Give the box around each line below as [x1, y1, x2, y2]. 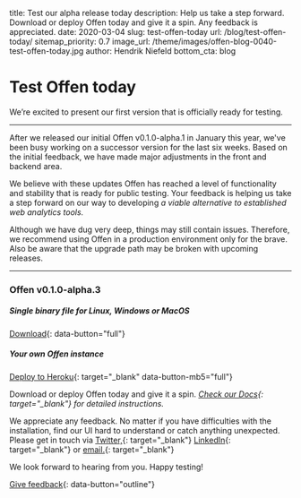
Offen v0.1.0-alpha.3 [9, 283, 101, 296]
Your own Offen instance [9, 348, 105, 359]
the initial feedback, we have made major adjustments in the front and [9, 151, 267, 162]
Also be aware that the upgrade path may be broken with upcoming [9, 243, 259, 253]
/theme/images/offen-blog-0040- [151, 36, 278, 47]
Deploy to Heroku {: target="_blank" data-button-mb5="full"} [9, 371, 233, 382]
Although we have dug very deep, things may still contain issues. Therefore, [9, 224, 290, 235]
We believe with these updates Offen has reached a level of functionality [9, 178, 278, 189]
